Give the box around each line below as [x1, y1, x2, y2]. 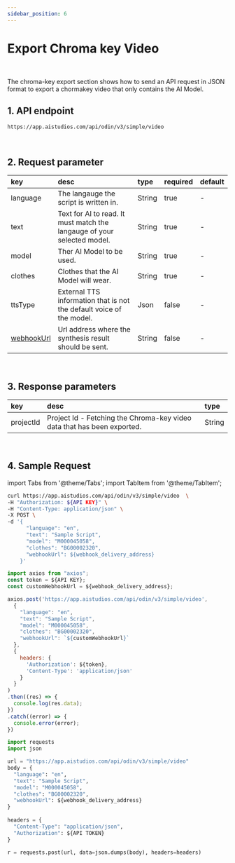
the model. [57, 313, 93, 323]
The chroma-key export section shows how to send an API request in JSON [7, 77, 225, 86]
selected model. [57, 236, 111, 245]
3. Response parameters [7, 380, 117, 393]
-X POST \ [7, 512, 36, 519]
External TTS [57, 287, 101, 297]
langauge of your [57, 226, 114, 236]
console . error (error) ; [13, 719, 80, 726]
